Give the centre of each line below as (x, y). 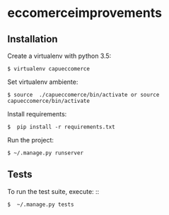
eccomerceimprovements (85, 13)
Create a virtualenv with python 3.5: (59, 56)
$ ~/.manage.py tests (41, 204)
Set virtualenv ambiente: (43, 82)
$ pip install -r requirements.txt (61, 127)
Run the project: (31, 140)
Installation (33, 39)
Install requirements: (37, 114)
